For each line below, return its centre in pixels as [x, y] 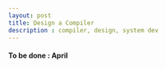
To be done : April [38, 55]
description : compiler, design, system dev [83, 30]
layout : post [30, 15]
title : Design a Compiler [51, 23]
